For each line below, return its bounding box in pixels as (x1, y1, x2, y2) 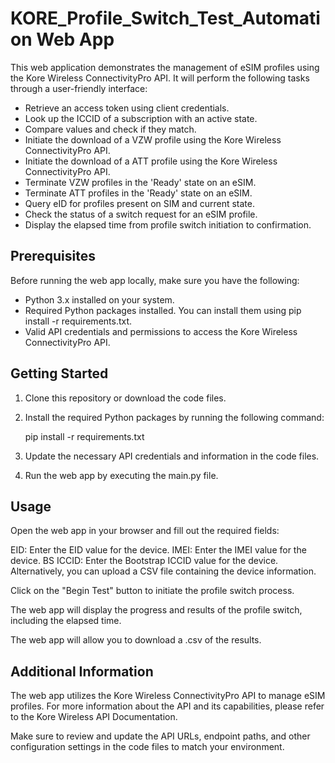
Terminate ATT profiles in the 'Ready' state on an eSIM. (24, 187, 253, 199)
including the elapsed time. (10, 615, 122, 627)
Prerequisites (10, 248, 96, 265)
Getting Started (10, 365, 109, 382)
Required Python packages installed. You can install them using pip (24, 304, 302, 316)
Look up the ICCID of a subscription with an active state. (24, 112, 258, 124)
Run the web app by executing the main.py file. (24, 469, 219, 481)
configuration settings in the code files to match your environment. (10, 741, 285, 753)
